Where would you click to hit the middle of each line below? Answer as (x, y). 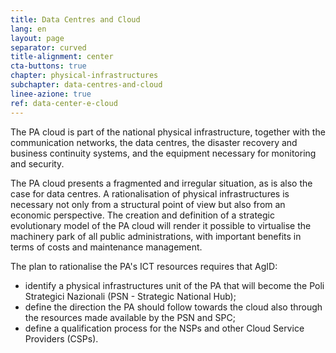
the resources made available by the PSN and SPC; (130, 317)
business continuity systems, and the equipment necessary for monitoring (163, 153)
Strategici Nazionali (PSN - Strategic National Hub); (130, 296)
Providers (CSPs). (61, 338)
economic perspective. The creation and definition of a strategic (143, 215)
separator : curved (48, 47)
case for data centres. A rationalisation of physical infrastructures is (150, 193)
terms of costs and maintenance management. (106, 247)
